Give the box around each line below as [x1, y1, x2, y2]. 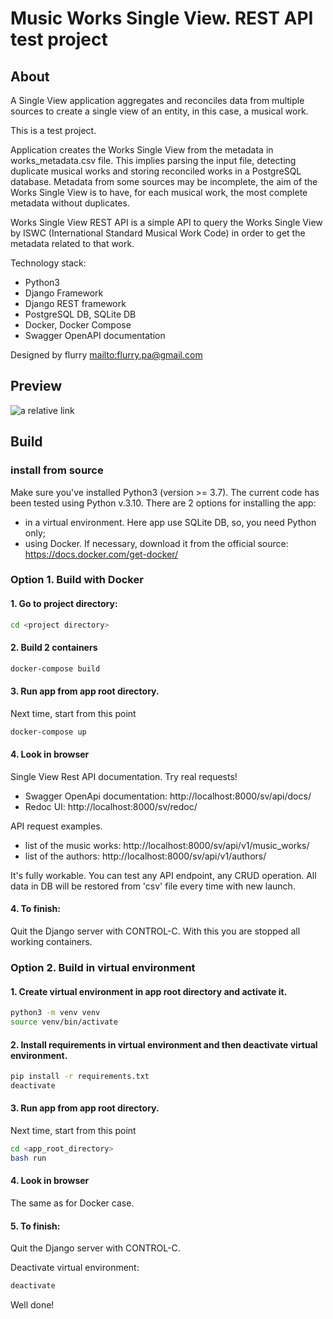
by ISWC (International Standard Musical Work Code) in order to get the [10, 227, 306, 239]
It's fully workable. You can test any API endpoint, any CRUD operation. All [10, 869, 317, 881]
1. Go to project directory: [10, 598, 118, 610]
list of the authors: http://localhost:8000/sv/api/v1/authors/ [24, 850, 267, 862]
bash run [10, 1153, 47, 1163]
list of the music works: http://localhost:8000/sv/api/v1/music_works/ [24, 839, 310, 851]
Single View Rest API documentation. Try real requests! [10, 770, 238, 782]
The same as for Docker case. [10, 1197, 135, 1209]
